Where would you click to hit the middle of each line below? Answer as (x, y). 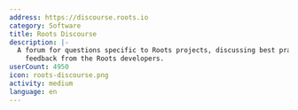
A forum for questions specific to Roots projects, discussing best (146, 51)
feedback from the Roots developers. (95, 59)
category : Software (45, 26)
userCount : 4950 (39, 67)
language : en (33, 91)
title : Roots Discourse (53, 34)
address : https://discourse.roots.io (79, 17)
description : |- (39, 42)
